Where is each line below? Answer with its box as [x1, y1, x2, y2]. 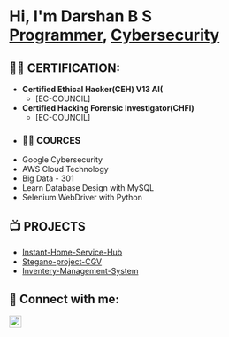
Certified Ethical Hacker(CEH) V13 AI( [21, 84, 164, 94]
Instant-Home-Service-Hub [21, 247, 123, 258]
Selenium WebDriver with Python [21, 192, 143, 203]
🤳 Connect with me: [9, 291, 119, 307]
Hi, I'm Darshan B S [9, 6, 152, 27]
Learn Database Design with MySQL [21, 183, 155, 193]
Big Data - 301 [21, 173, 74, 184]
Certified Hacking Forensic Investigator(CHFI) [21, 103, 195, 113]
